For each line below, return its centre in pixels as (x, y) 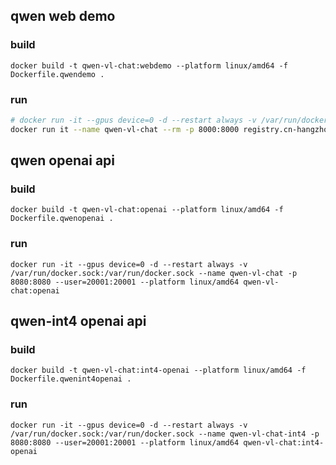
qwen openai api (63, 160)
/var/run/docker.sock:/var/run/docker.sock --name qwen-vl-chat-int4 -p (165, 434)
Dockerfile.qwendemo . (57, 74)
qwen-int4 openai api (78, 321)
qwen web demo (63, 16)
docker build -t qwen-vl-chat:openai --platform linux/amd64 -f (147, 210)
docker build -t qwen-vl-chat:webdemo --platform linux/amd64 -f (149, 65)
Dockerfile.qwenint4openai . (71, 379)
